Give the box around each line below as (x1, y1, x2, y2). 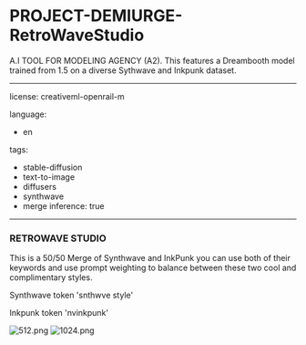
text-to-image (22, 171, 76, 183)
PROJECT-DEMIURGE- (9, 5, 183, 26)
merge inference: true (22, 200, 105, 211)
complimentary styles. (9, 272, 93, 283)
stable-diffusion (22, 162, 83, 172)
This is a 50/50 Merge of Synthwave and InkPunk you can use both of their (9, 253, 291, 264)
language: (9, 109, 47, 120)
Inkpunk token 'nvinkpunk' (9, 308, 109, 319)
